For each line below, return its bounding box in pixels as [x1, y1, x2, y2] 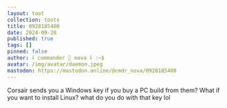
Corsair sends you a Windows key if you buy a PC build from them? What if [7, 86, 220, 94]
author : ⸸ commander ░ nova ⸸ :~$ [7, 55, 105, 62]
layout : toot [7, 10, 45, 17]
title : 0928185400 [7, 23, 60, 29]
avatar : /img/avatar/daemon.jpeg [7, 61, 103, 68]
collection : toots [7, 16, 60, 23]
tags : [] [7, 42, 32, 49]
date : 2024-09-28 [7, 29, 57, 36]
